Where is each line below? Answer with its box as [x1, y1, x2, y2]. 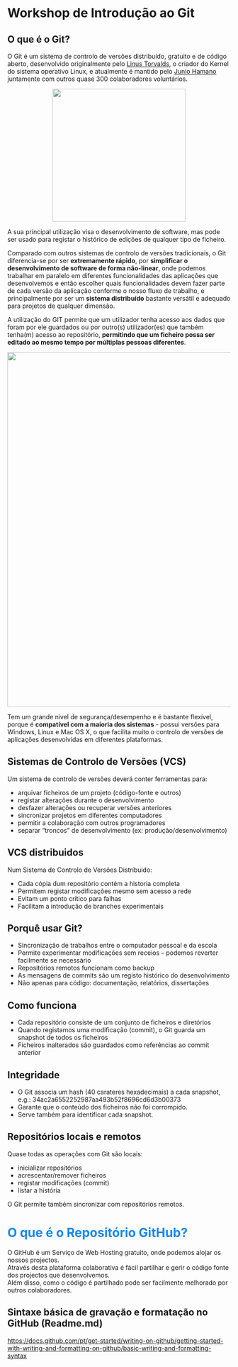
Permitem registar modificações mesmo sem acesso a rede [17, 887, 192, 895]
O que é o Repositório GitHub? [7, 1225, 188, 1241]
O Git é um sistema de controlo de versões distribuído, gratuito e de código [7, 52, 227, 60]
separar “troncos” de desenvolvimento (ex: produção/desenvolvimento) [17, 826, 228, 834]
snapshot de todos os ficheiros [17, 1034, 108, 1042]
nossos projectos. [7, 1256, 59, 1264]
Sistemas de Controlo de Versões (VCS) [7, 756, 186, 768]
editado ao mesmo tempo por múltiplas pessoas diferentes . [7, 338, 186, 346]
